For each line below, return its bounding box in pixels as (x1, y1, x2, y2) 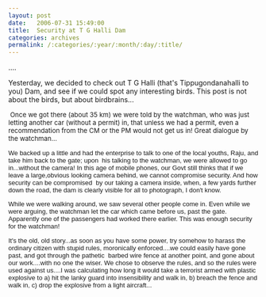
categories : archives (8, 33, 80, 42)
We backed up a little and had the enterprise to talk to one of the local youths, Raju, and (8, 149, 259, 158)
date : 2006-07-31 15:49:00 (8, 19, 105, 27)
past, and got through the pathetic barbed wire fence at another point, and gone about (8, 251, 255, 260)
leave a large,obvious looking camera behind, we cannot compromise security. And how (8, 171, 258, 180)
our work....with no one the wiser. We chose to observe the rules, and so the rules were (8, 259, 256, 268)
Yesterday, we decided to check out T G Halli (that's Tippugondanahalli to (8, 78, 249, 88)
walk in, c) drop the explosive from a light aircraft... (8, 281, 152, 290)
